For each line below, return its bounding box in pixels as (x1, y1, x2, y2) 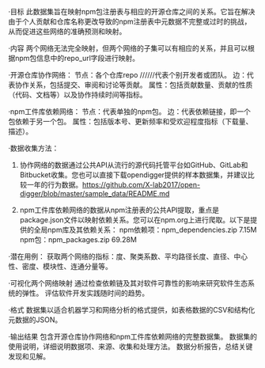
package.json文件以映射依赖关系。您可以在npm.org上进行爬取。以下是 (19, 215, 251, 224)
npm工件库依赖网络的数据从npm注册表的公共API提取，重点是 (19, 205, 220, 214)
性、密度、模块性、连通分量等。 (8, 262, 112, 271)
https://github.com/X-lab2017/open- (81, 180, 200, 189)
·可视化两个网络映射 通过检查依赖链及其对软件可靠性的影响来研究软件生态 (8, 279, 248, 287)
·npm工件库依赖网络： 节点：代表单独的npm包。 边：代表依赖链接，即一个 (8, 107, 252, 116)
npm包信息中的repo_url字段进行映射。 (14, 54, 140, 63)
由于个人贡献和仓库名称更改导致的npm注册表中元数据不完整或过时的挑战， (8, 17, 252, 26)
